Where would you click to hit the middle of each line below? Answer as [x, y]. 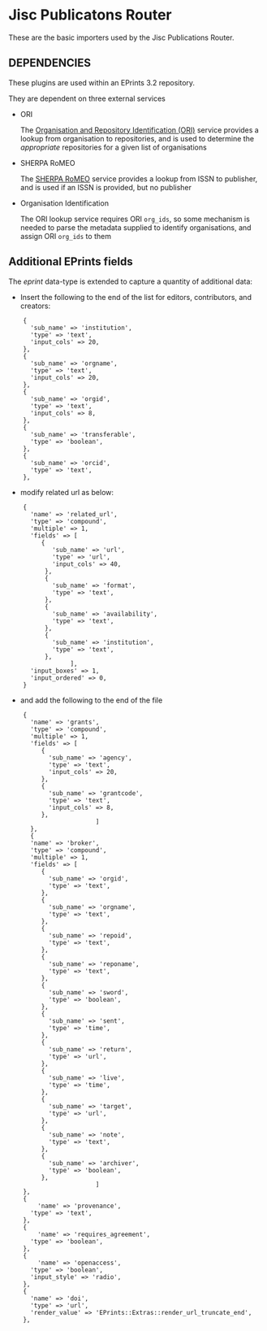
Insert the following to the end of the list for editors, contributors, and [136, 297]
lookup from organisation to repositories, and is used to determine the [137, 138]
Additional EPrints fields [71, 262]
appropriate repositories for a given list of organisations [113, 147]
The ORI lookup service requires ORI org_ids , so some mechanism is [135, 219]
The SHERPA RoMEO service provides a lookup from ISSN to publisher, [139, 178]
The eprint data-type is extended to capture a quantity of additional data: [131, 281]
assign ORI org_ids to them [66, 236]
